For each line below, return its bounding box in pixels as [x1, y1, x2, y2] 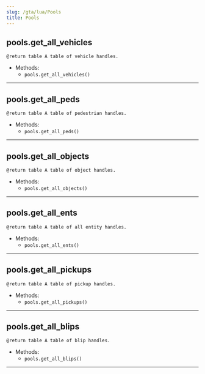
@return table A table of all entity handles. [6, 224, 127, 230]
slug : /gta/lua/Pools [6, 9, 62, 15]
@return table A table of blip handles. [6, 337, 111, 344]
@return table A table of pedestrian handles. [6, 111, 127, 117]
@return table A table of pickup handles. [6, 280, 116, 287]
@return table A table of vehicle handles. [6, 53, 119, 60]
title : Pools [6, 15, 40, 21]
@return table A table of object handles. [6, 167, 116, 173]
